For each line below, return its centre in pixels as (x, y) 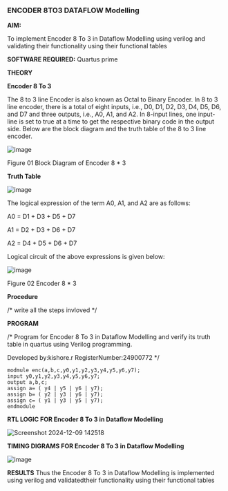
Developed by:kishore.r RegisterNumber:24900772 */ (84, 358)
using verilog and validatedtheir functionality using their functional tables (111, 480)
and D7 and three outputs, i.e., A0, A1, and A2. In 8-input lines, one (102, 114)
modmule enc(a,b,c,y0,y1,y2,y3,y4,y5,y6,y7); (74, 370)
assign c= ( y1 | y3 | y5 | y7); (55, 401)
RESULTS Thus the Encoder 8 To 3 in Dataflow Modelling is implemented (111, 473)
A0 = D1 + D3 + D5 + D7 (41, 217)
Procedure (22, 297)
